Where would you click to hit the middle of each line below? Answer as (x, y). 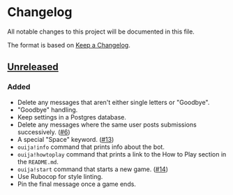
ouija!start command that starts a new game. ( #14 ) (93, 169)
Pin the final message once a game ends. (76, 184)
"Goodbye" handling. (47, 110)
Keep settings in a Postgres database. (72, 117)
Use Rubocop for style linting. (60, 176)
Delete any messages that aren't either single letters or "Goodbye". (113, 102)
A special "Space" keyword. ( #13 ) (66, 139)
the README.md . (38, 161)
